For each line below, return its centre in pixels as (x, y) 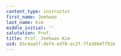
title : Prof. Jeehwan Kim (38, 38)
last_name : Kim (25, 22)
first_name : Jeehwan (32, 17)
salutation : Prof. (29, 33)
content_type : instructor (38, 11)
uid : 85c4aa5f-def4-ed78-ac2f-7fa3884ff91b (61, 44)
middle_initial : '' (30, 28)
